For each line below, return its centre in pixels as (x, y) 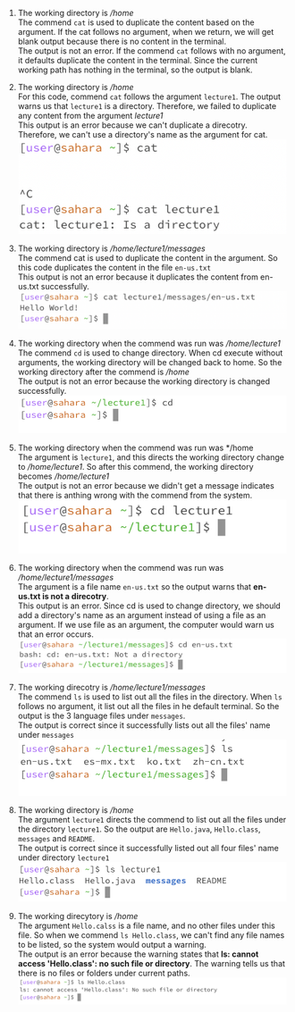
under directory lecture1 (63, 857)
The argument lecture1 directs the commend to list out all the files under (152, 820)
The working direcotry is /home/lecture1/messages (111, 688)
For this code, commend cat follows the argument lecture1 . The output (149, 96)
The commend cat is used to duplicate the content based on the (136, 22)
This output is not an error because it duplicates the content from (138, 277)
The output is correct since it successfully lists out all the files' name (144, 725)
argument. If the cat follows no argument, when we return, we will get (146, 32)
